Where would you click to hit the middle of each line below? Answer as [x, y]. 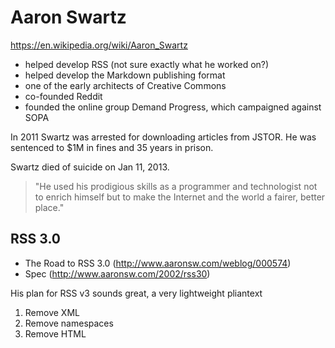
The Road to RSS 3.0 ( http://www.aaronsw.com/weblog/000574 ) [158, 263]
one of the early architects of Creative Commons [125, 85]
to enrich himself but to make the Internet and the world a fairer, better [180, 197]
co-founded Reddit [63, 96]
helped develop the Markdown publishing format [125, 75]
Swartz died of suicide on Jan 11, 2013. [90, 167]
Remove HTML [55, 333]
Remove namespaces [69, 323]
